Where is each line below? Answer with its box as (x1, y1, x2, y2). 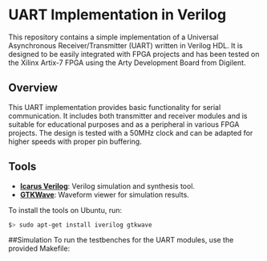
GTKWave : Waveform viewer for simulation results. (19, 190, 190, 199)
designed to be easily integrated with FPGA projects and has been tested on (8, 49, 260, 59)
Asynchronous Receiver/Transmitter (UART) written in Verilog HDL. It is (8, 40, 243, 50)
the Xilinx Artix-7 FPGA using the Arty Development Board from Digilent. (8, 58, 246, 67)
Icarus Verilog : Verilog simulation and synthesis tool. (19, 181, 195, 190)
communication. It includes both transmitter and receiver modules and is (8, 111, 248, 120)
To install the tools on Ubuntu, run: (8, 205, 123, 214)
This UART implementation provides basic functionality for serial (8, 102, 221, 112)
